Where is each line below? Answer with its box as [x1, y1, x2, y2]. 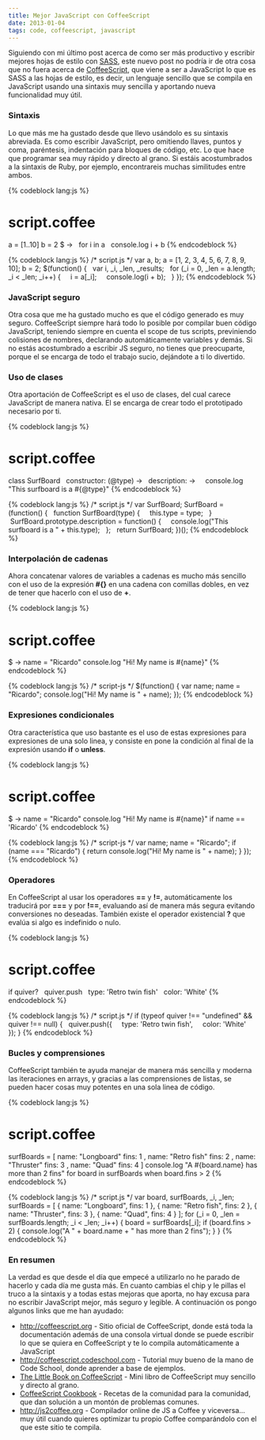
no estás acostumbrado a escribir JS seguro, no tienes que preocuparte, [8, 343, 245, 353]
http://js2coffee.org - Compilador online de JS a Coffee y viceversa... [19, 1406, 245, 1415]
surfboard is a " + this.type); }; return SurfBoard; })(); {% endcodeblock [8, 525, 249, 535]
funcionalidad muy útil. [8, 90, 83, 100]
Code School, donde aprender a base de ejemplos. [19, 1364, 186, 1373]
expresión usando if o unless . [8, 744, 106, 754]
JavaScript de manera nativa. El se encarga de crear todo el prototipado [8, 398, 243, 408]
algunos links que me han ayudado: [8, 1306, 124, 1315]
